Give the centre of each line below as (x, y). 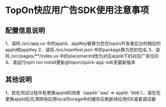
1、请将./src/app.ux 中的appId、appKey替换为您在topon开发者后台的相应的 (83, 43)
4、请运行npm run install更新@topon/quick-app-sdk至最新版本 (70, 62)
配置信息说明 (25, 30)
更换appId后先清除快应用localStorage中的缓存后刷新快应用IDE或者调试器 (80, 99)
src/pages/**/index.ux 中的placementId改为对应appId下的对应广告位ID (86, 56)
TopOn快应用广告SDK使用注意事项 (77, 10)
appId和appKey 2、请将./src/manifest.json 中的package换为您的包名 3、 (80, 50)
